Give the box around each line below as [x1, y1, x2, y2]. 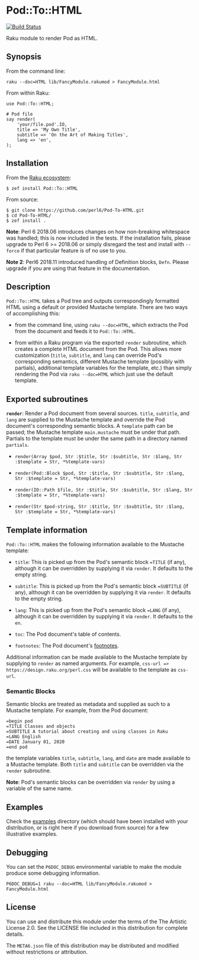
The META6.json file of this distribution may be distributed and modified [6, 942, 179, 949]
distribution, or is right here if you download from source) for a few [6, 824, 169, 832]
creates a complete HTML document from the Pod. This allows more [14, 346, 182, 353]
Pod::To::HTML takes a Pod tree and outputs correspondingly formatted [6, 297, 179, 305]
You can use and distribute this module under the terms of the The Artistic [6, 918, 187, 925]
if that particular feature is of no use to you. [20, 247, 127, 254]
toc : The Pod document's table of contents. [14, 631, 121, 637]
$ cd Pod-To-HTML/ [6, 212, 52, 218]
